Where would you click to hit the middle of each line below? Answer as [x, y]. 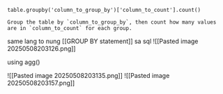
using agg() [24, 62]
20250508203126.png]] [41, 48]
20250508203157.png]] [41, 83]
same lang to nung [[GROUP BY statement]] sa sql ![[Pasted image [103, 41]
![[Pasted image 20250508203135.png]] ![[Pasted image [89, 76]
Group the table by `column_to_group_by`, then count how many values [112, 22]
